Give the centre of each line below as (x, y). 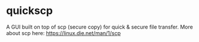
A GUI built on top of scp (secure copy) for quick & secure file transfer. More (99, 27)
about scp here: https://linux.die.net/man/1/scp (64, 33)
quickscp (30, 11)
